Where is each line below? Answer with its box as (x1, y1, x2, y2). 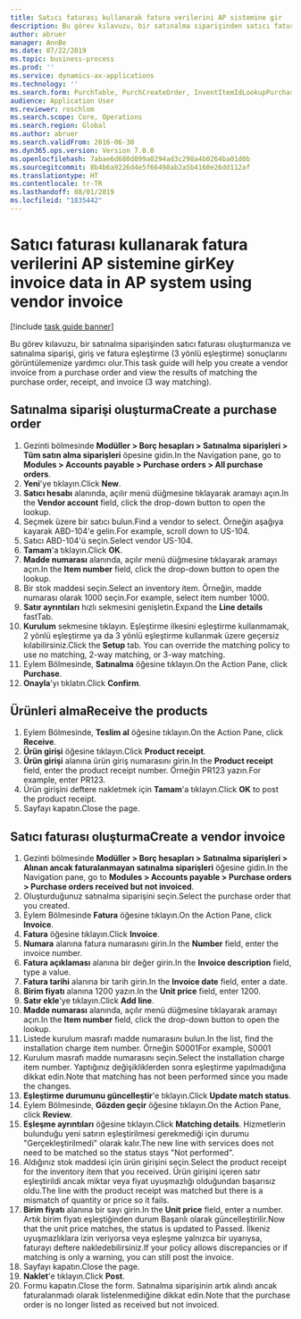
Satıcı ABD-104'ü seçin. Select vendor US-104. (22, 535, 193, 545)
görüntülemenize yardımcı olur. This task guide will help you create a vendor (10, 357, 288, 368)
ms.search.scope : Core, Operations (10, 113, 143, 122)
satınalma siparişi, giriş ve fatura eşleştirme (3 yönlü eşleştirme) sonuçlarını (10, 348, 288, 359)
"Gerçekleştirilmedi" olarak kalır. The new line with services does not (22, 1137, 274, 1149)
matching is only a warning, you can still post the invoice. (22, 1252, 234, 1263)
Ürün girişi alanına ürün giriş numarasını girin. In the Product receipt (22, 756, 273, 766)
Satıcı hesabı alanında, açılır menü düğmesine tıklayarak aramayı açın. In (22, 487, 289, 498)
